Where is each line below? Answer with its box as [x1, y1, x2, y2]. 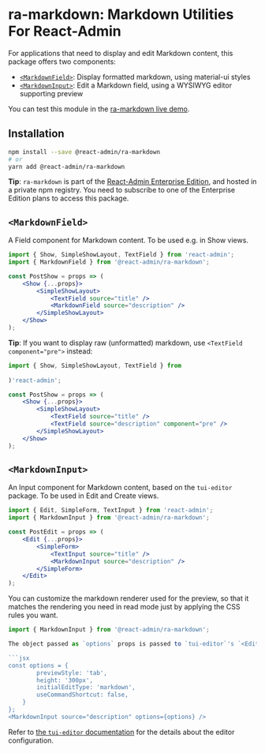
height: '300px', [36, 676, 93, 684]
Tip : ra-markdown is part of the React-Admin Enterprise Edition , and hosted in [8, 177, 257, 186]
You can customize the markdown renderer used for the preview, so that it [8, 594, 249, 603]
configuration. [8, 736, 54, 745]
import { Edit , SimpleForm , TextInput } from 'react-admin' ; [8, 507, 214, 515]
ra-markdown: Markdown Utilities [8, 6, 234, 24]
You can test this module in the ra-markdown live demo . [8, 104, 190, 114]
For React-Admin [8, 22, 121, 40]
